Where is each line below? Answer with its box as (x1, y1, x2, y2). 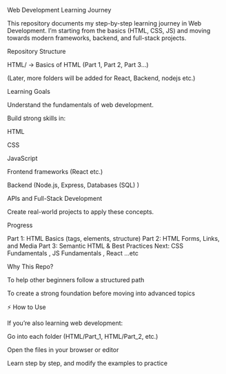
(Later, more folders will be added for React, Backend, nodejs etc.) (7, 74, 196, 82)
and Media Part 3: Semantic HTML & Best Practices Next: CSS (7, 242, 184, 250)
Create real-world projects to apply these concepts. (7, 208, 154, 216)
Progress (7, 221, 33, 229)
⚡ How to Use (7, 303, 46, 311)
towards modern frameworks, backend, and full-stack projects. (7, 34, 187, 42)
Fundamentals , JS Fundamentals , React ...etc (7, 249, 139, 257)
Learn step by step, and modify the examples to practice (7, 359, 167, 367)
